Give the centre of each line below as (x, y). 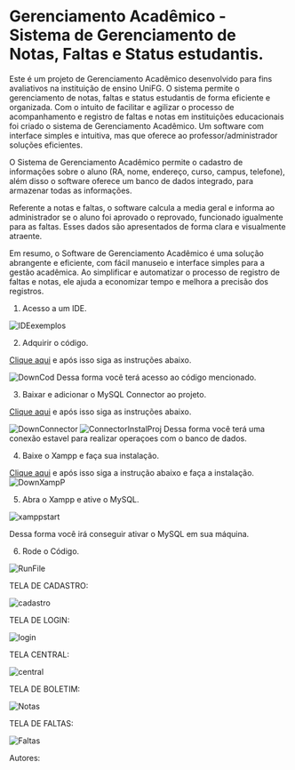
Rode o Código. (51, 551)
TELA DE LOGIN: (40, 620)
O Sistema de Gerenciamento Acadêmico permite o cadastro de (126, 162)
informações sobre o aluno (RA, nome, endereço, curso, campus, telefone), (147, 172)
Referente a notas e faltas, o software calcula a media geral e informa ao (142, 207)
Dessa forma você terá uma (214, 429)
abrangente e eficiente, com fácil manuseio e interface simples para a (137, 262)
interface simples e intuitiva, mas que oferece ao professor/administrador (144, 135)
